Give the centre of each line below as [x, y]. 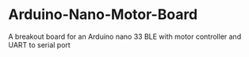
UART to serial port [40, 44]
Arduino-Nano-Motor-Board [103, 15]
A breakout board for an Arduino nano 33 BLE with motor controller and [125, 36]
